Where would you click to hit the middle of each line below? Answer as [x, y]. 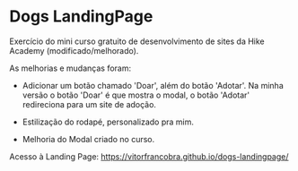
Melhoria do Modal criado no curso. [88, 139]
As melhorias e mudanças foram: [70, 68]
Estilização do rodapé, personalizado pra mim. [108, 122]
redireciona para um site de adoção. [89, 104]
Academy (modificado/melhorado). [74, 50]
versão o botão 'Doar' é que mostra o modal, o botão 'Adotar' [136, 95]
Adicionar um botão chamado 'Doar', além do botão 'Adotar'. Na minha [153, 85]
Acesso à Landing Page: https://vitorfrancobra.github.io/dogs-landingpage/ [149, 156]
